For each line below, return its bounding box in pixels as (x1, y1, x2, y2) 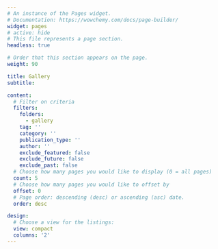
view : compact (13, 226, 53, 233)
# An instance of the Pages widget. (7, 10, 111, 17)
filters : (13, 104, 38, 112)
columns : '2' (13, 232, 51, 239)
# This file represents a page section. (7, 36, 124, 43)
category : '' (19, 130, 57, 137)
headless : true (7, 42, 51, 49)
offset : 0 (13, 187, 41, 194)
